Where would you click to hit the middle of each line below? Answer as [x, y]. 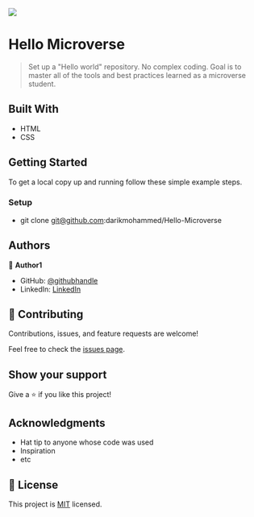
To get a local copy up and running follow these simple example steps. [125, 182]
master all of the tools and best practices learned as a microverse [137, 75]
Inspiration [37, 451]
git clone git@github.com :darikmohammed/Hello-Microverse [121, 220]
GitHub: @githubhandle [59, 280]
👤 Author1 [25, 265]
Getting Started [48, 162]
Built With [33, 109]
